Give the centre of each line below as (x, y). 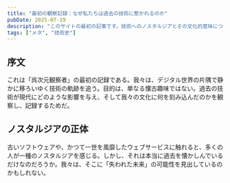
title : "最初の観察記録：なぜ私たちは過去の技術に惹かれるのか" (88, 13)
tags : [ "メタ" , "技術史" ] (42, 33)
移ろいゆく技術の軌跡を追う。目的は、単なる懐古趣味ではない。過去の (118, 88)
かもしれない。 (28, 173)
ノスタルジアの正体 (48, 129)
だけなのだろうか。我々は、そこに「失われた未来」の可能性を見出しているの (115, 164)
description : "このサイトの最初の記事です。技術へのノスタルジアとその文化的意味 (110, 26)
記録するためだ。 (49, 106)
